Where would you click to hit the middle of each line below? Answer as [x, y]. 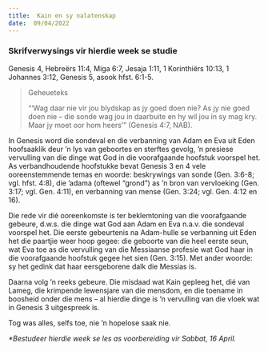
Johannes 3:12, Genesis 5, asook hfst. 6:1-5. [81, 77]
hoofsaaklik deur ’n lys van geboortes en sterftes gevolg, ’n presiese [121, 149]
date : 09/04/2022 [39, 23]
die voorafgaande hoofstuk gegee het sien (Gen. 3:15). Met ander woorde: [131, 257]
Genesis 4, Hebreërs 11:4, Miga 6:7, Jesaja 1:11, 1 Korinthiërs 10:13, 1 [119, 68]
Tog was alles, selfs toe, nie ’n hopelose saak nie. [90, 323]
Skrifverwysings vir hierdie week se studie [93, 51]
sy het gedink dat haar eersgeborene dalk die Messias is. [102, 266]
